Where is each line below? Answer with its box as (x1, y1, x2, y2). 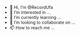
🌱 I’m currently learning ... (9, 15, 62, 20)
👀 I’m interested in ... (9, 9, 51, 15)
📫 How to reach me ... (9, 25, 55, 30)
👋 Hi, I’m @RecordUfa (9, 5, 53, 10)
